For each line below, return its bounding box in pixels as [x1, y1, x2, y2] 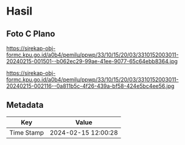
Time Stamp [9, 128, 44, 136]
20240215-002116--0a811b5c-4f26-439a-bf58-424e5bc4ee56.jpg [6, 82, 175, 90]
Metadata [6, 100, 44, 110]
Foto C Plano [6, 29, 55, 39]
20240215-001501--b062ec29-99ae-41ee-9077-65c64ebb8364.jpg [6, 58, 178, 65]
